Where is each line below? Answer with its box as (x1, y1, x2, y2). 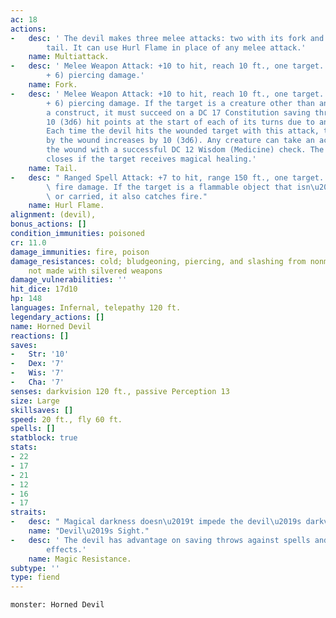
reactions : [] (10, 331, 70, 341)
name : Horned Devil (10, 321, 92, 331)
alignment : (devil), (10, 210, 97, 220)
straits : (10, 507, 47, 518)
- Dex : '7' (10, 359, 65, 369)
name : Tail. (28, 163, 78, 173)
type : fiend (10, 572, 60, 583)
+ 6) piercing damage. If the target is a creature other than (46, 98, 315, 108)
